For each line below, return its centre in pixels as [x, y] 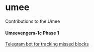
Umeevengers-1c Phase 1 [32, 33]
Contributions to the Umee [33, 21]
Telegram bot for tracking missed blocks [47, 44]
